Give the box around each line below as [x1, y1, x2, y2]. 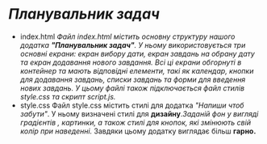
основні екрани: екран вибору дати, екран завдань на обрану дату [19, 49, 256, 58]
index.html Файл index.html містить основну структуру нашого [19, 32, 236, 41]
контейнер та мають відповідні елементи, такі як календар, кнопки [19, 66, 254, 75]
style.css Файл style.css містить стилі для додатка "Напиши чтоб [19, 100, 244, 110]
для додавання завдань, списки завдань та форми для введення [19, 74, 246, 84]
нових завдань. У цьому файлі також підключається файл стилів [19, 83, 244, 93]
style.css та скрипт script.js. [19, 91, 116, 101]
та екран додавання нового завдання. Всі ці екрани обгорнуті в [19, 57, 242, 67]
